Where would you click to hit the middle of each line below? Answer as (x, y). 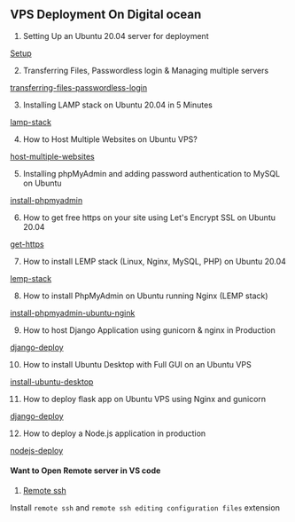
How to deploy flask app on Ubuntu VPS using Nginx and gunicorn (144, 399)
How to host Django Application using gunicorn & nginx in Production (149, 330)
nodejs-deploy (37, 450)
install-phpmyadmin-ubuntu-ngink (73, 312)
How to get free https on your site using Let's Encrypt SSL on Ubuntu (149, 217)
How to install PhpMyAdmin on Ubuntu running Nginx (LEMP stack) (145, 296)
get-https (27, 244)
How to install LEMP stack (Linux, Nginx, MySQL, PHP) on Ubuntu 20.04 (155, 261)
